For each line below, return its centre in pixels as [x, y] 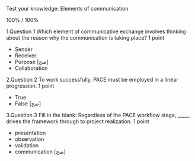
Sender [24, 49]
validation [27, 145]
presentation [30, 133]
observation [29, 139]
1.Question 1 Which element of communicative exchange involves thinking [96, 31]
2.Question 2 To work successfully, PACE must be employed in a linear [92, 80]
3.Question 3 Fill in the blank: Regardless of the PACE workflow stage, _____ [98, 115]
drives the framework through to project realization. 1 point [78, 121]
